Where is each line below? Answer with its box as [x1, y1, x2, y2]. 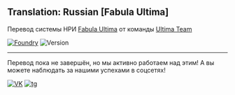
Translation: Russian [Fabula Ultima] [7, 6, 169, 18]
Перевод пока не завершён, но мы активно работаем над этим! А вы [7, 58, 215, 66]
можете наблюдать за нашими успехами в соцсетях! [7, 66, 166, 74]
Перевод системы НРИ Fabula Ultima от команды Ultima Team [7, 24, 192, 33]
